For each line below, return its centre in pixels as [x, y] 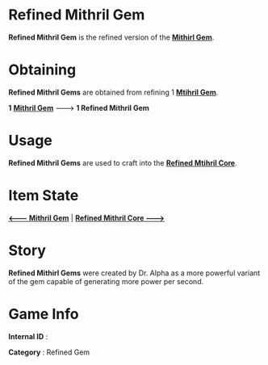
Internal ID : [28, 336]
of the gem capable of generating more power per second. [106, 281]
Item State [44, 195]
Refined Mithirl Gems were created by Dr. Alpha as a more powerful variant [134, 273]
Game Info [44, 314]
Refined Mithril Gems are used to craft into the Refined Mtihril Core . [123, 162]
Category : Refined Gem [49, 352]
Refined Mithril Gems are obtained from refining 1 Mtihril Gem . [113, 92]
